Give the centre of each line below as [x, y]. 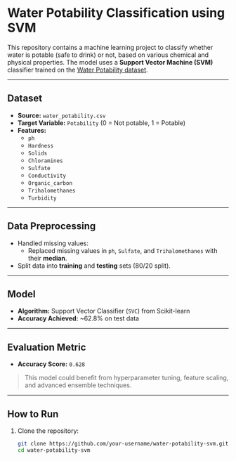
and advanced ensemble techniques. [78, 385]
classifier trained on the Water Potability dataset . [78, 70]
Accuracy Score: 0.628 [51, 364]
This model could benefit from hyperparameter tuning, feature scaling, [126, 378]
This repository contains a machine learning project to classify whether [110, 47]
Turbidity [42, 198]
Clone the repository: [48, 431]
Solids [38, 153]
